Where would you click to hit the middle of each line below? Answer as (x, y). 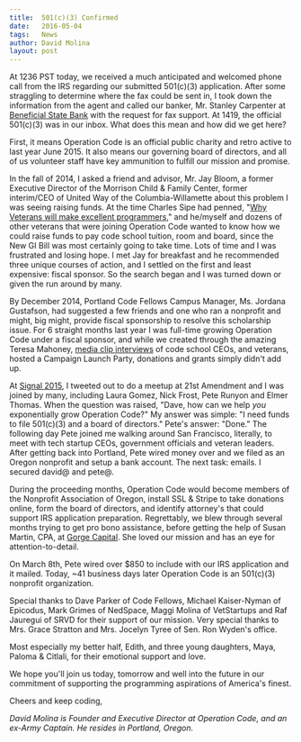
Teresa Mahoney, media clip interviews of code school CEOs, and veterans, (149, 349)
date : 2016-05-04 (46, 26)
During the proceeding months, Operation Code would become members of (150, 489)
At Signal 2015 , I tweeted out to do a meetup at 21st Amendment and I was (147, 386)
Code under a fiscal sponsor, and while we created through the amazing (143, 339)
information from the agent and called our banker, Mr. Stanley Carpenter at (147, 105)
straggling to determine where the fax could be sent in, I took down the (141, 96)
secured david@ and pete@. (62, 472)
